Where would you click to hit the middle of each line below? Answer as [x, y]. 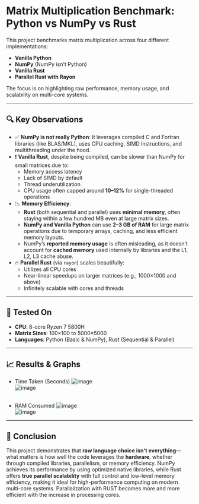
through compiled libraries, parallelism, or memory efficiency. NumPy [91, 463]
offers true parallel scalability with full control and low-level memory [90, 476]
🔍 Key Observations [45, 120]
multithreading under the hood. [52, 150]
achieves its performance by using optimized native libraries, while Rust [94, 470]
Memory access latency [53, 171]
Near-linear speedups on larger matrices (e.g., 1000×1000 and [100, 275]
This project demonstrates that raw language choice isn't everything [91, 451]
